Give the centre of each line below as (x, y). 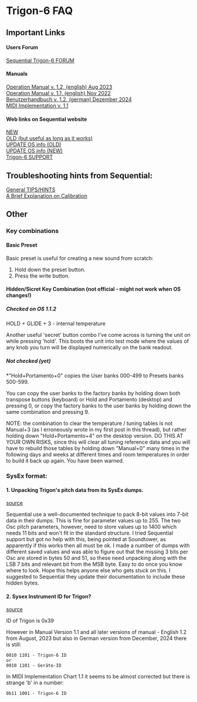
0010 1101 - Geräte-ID (34, 666)
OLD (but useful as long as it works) (49, 139)
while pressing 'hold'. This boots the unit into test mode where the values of (98, 341)
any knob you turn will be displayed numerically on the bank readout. (89, 347)
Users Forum (22, 48)
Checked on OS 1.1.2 (31, 309)
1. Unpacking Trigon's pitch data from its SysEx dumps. (75, 490)
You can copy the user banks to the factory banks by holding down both (93, 393)
